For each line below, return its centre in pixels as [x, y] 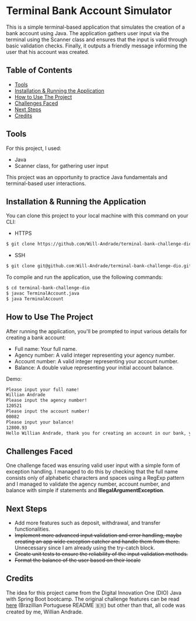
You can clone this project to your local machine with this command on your [97, 216]
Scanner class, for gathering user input [62, 166]
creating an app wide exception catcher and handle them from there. [97, 542]
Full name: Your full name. [46, 349]
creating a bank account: [36, 337]
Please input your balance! [40, 422]
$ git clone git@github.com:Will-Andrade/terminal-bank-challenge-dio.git [99, 266]
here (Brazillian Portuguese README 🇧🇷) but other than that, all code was [96, 605]
